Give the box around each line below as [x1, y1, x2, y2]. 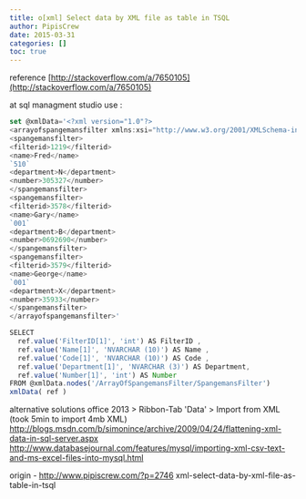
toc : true [9, 47, 47, 56]
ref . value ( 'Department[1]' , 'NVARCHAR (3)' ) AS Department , [17, 362, 250, 372]
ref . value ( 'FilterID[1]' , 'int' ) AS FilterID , [17, 337, 202, 346]
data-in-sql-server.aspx [9, 433, 98, 444]
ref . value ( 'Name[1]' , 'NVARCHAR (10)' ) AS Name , [17, 345, 209, 354]
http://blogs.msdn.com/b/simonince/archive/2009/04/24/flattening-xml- [9, 423, 282, 434]
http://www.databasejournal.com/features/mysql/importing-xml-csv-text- [9, 443, 286, 453]
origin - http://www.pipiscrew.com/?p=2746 [9, 470, 175, 481]
